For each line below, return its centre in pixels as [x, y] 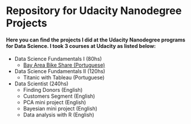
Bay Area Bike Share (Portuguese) [64, 65]
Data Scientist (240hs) [41, 84]
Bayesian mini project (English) [60, 109]
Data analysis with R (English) [59, 115]
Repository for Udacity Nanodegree [94, 11]
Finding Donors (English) [53, 90]
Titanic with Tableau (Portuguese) [64, 78]
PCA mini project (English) [54, 102]
